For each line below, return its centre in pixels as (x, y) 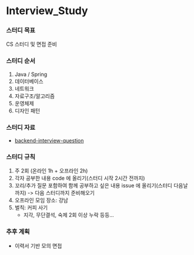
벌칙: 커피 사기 (31, 208)
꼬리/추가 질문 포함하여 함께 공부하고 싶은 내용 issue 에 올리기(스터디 (93, 186)
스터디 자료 (21, 127)
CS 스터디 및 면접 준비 (31, 44)
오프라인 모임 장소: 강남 (41, 200)
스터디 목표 (21, 31)
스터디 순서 (21, 61)
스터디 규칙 (21, 157)
